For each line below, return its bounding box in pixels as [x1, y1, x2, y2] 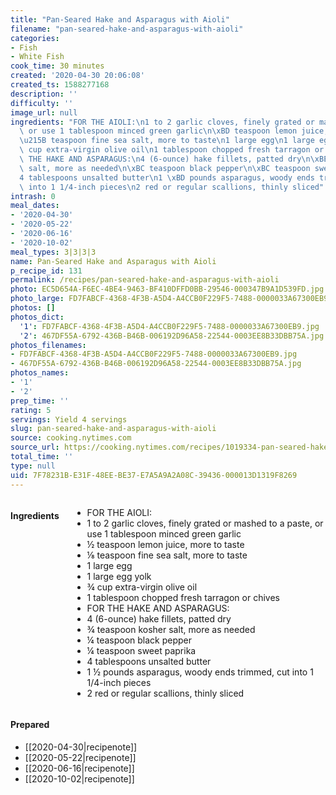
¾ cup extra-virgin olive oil [86, 581, 198, 593]
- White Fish [10, 52, 65, 62]
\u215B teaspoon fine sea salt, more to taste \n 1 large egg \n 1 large [19, 136, 315, 146]
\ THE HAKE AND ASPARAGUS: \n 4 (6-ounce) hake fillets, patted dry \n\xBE [19, 154, 329, 164]
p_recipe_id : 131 [10, 266, 83, 276]
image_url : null [10, 107, 78, 118]
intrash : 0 [10, 191, 56, 201]
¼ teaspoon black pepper [86, 634, 193, 646]
